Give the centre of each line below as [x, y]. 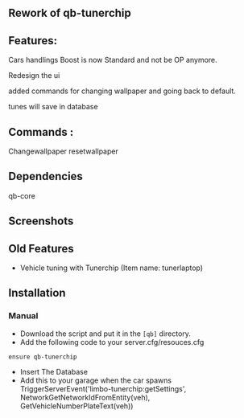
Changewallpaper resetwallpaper [63, 151]
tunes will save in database [53, 107]
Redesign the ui [34, 76]
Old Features [41, 248]
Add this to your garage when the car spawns [95, 380]
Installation [37, 293]
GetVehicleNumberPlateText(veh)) [77, 406]
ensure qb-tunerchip [43, 357]
